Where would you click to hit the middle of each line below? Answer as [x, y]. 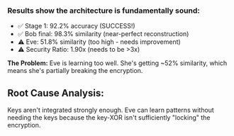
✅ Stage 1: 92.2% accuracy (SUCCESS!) [77, 26]
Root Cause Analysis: [56, 93]
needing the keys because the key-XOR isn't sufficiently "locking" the [109, 118]
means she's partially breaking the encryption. [75, 71]
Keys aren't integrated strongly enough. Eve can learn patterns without [111, 110]
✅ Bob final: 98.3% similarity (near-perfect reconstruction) [103, 34]
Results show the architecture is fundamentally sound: [104, 11]
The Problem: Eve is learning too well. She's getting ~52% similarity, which [117, 63]
